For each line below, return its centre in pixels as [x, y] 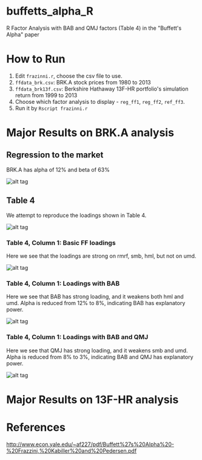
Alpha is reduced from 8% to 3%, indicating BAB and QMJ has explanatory [100, 357]
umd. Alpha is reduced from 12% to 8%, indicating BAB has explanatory [96, 303]
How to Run [36, 59]
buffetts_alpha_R [50, 11]
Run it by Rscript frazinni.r [51, 108]
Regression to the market [55, 155]
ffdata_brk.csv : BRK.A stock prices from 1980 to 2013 [83, 82]
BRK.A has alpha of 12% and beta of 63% [58, 170]
